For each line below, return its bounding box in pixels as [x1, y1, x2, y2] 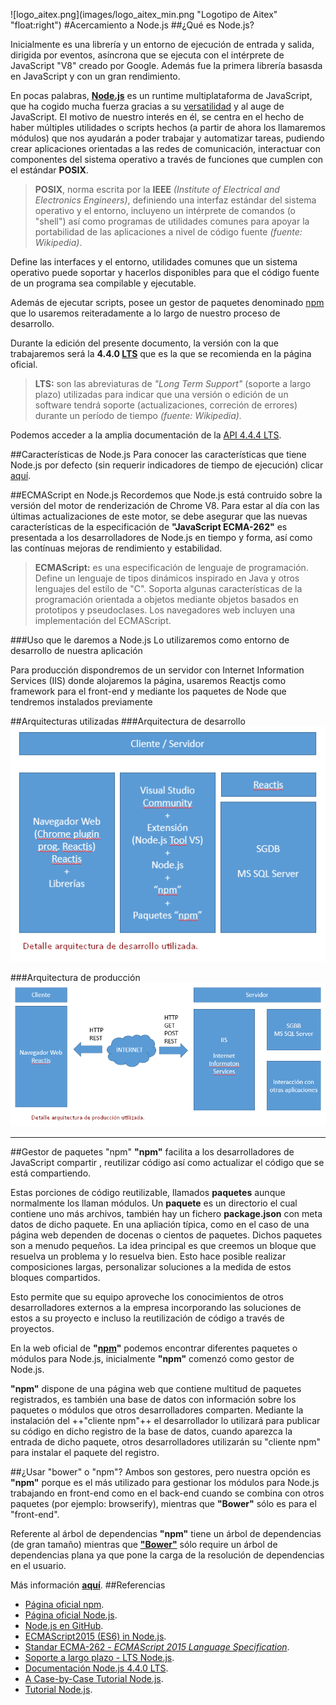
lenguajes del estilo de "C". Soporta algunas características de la [34, 583, 303, 594]
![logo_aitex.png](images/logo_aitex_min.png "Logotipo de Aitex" [10, 9, 278, 20]
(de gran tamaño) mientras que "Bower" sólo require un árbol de [10, 1539, 278, 1551]
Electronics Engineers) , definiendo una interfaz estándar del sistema [34, 194, 317, 206]
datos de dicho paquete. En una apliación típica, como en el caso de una [10, 1219, 310, 1231]
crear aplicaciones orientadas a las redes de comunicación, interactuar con [10, 143, 321, 154]
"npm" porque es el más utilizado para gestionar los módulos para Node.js [10, 1477, 320, 1489]
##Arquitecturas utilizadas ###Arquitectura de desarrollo [10, 715, 246, 727]
